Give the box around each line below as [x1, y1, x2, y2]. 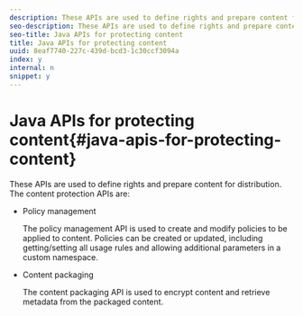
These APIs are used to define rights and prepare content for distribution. [9, 178, 282, 189]
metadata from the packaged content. [22, 296, 164, 307]
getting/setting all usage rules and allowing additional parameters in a [22, 242, 281, 253]
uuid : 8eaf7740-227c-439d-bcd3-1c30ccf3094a [9, 47, 179, 56]
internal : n [9, 64, 54, 73]
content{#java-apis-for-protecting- [9, 130, 282, 149]
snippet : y [9, 72, 50, 81]
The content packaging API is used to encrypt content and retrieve [22, 286, 271, 297]
